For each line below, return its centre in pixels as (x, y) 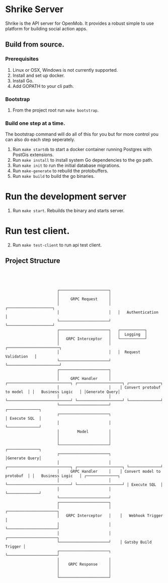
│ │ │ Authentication (108, 312)
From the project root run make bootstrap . (56, 110)
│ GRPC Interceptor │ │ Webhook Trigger (110, 516)
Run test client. (37, 231)
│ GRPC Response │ (84, 564)
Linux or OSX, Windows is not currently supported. (65, 70)
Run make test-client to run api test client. (57, 245)
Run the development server (66, 197)
